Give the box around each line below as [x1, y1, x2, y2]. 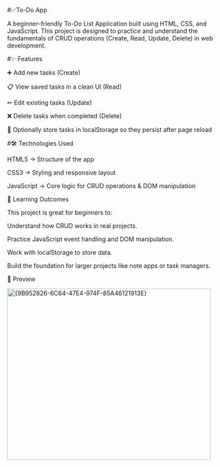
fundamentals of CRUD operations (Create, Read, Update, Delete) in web [7, 34, 213, 42]
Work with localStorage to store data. [7, 249, 113, 256]
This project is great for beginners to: [7, 209, 113, 216]
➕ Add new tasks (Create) [7, 69, 80, 76]
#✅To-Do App [7, 6, 47, 14]
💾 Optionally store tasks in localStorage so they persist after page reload [7, 126, 212, 133]
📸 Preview [7, 275, 36, 283]
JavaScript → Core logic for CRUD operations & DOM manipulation [7, 182, 196, 190]
